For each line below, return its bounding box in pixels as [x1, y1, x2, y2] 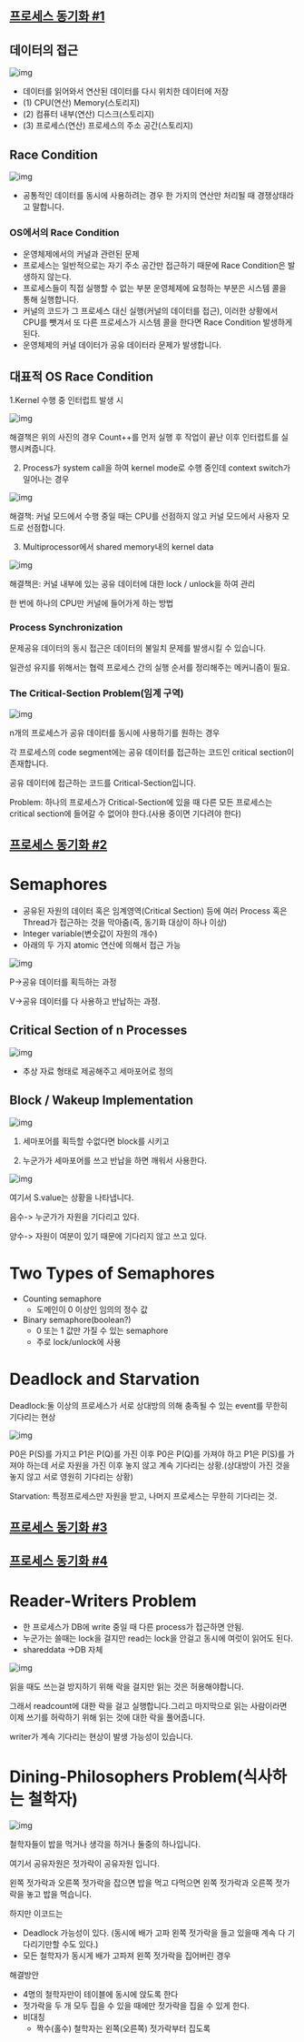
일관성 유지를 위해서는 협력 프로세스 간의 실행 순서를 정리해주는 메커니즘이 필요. [9, 662, 290, 673]
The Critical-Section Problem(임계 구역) [9, 687, 184, 700]
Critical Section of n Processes [9, 1023, 188, 1038]
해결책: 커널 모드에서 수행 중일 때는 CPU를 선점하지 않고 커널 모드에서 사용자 [9, 510, 280, 521]
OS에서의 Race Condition [9, 226, 120, 238]
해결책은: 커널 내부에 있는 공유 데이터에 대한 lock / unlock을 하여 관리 [9, 579, 256, 590]
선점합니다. [25, 522, 66, 533]
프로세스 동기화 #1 [9, 8, 105, 25]
